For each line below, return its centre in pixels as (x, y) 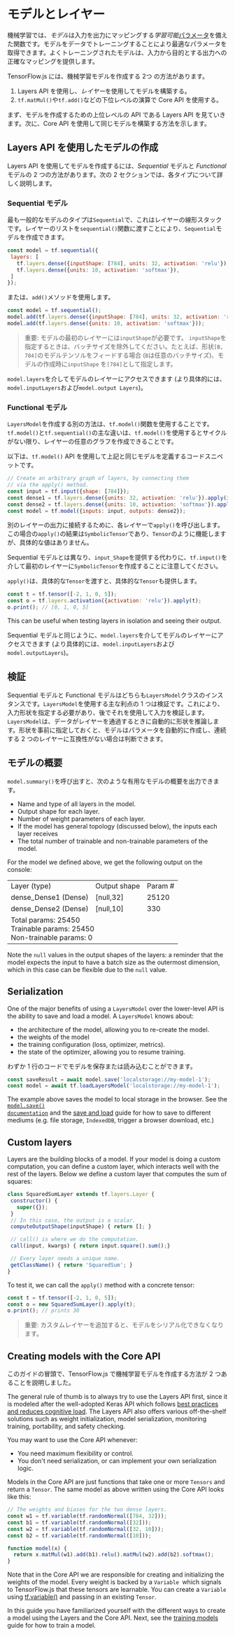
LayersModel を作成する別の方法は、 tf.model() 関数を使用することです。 (110, 424)
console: (20, 869)
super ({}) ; (33, 1207)
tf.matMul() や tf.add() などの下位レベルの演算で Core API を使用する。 (120, 99)
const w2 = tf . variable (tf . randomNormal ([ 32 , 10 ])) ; (86, 1529)
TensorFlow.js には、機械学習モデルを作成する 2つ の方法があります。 (108, 76)
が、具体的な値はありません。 (50, 542)
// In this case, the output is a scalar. (73, 1220)
